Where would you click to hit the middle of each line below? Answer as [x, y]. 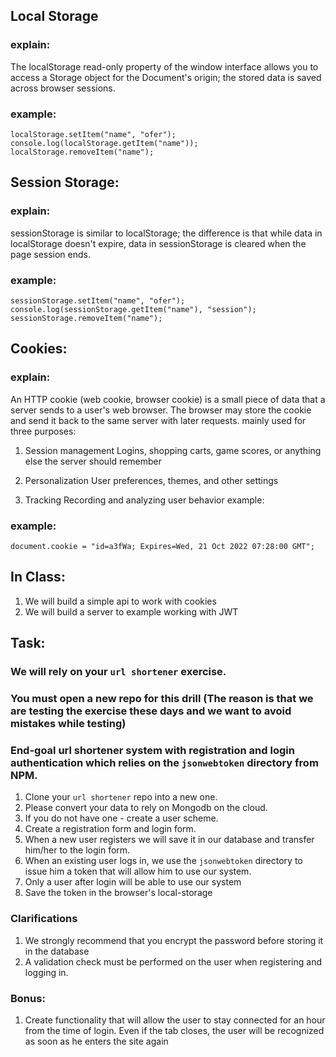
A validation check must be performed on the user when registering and [173, 961]
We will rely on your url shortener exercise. [118, 672]
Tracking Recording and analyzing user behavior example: [144, 500]
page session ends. [51, 254]
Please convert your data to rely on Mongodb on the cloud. [146, 808]
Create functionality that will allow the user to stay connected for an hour [175, 1020]
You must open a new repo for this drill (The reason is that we [162, 698]
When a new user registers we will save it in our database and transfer [169, 840]
